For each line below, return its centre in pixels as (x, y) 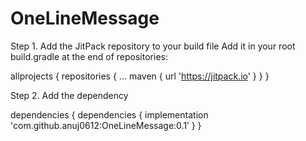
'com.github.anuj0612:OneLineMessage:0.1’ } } (106, 125)
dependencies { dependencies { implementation (109, 114)
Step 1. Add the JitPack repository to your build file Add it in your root (153, 46)
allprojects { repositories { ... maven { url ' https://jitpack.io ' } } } (140, 76)
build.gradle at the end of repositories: (89, 56)
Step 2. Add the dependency (69, 95)
